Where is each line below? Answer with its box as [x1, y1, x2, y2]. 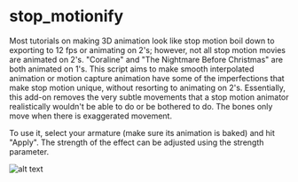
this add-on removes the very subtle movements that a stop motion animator [9, 91, 289, 102]
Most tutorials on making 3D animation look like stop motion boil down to [9, 35, 275, 46]
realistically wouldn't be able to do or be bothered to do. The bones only [9, 101, 273, 111]
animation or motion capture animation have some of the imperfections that [9, 72, 286, 83]
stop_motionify [9, 6, 124, 27]
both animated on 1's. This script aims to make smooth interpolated [9, 64, 255, 74]
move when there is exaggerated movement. [9, 110, 173, 121]
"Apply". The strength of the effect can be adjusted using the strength [9, 137, 264, 148]
